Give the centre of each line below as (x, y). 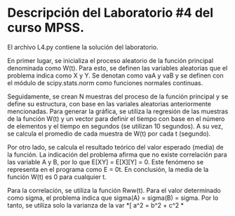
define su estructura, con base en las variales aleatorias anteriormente (109, 103)
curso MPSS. (46, 28)
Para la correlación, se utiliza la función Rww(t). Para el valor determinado (114, 190)
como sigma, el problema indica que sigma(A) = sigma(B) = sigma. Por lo (113, 198)
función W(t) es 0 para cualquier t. (57, 177)
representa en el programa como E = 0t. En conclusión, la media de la (108, 169)
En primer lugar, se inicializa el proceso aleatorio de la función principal (110, 60)
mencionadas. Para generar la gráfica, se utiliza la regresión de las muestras (118, 111)
